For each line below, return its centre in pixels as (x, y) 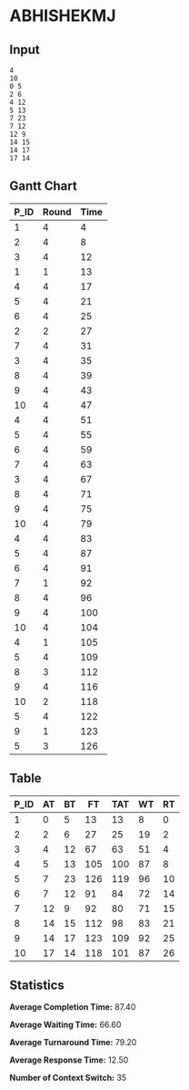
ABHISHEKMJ (63, 16)
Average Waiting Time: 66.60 (65, 1025)
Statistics (37, 986)
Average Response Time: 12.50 (69, 1060)
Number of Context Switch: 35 (68, 1078)
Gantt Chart (43, 187)
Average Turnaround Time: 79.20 (73, 1043)
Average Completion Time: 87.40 (73, 1007)
